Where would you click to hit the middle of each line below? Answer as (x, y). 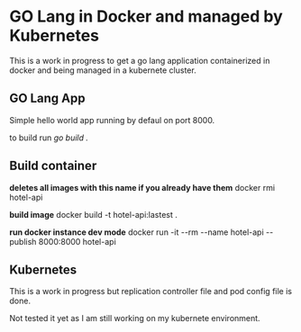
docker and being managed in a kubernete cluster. (103, 70)
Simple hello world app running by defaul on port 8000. (112, 120)
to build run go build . (49, 138)
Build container (53, 166)
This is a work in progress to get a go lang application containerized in (140, 60)
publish (23, 241)
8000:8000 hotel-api (78, 241)
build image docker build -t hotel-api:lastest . (94, 214)
